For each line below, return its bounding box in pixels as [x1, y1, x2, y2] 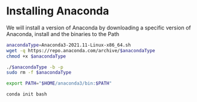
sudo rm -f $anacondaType [6, 70, 71, 76]
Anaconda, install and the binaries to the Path [6, 30, 120, 37]
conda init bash [6, 91, 47, 97]
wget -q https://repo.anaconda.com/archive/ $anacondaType [6, 47, 155, 53]
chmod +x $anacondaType [6, 53, 66, 59]
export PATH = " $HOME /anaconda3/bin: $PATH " [6, 80, 112, 86]
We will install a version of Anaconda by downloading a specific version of [6, 24, 192, 31]
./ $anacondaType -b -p [6, 64, 63, 70]
